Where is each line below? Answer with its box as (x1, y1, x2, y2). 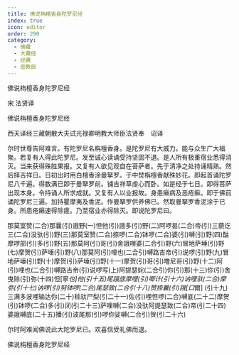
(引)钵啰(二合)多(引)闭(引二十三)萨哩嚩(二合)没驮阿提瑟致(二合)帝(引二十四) (7, 301, 226, 310)
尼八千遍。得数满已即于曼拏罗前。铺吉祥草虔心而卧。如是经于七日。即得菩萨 (7, 179, 232, 188)
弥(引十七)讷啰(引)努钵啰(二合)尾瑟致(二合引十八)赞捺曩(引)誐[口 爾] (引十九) (7, 283, 228, 292)
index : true (7, 17, 43, 24)
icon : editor (7, 23, 46, 31)
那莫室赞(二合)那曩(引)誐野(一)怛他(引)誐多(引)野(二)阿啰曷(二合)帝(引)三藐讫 (7, 221, 231, 229)
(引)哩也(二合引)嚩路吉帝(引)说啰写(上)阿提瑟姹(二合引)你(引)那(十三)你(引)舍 (7, 266, 231, 274)
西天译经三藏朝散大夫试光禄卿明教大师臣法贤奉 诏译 (7, 129, 164, 137)
